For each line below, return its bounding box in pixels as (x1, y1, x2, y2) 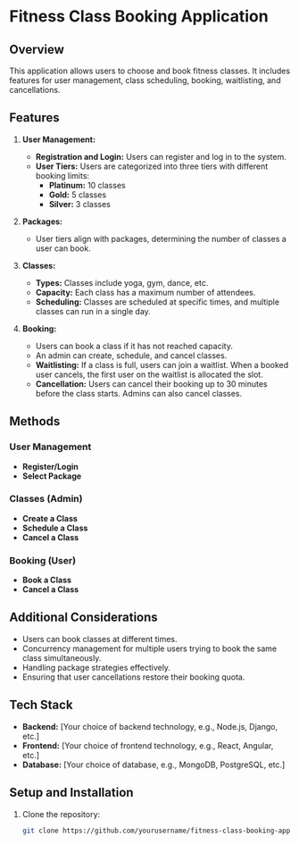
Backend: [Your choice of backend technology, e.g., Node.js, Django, (21, 721, 278, 731)
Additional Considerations (9, 610, 158, 625)
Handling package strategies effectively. (21, 662, 171, 673)
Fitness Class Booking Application (9, 6, 270, 27)
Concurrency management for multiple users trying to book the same (21, 643, 278, 654)
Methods (9, 414, 61, 430)
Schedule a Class (21, 522, 88, 533)
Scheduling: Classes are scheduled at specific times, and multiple (35, 297, 279, 307)
